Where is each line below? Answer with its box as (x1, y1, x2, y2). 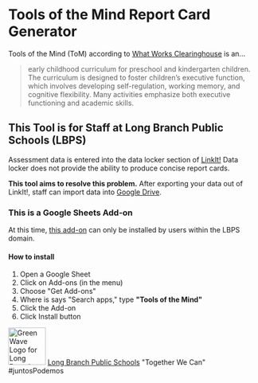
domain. (8, 233, 35, 244)
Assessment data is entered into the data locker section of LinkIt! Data (8, 154, 239, 164)
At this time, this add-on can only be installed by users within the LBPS (8, 225, 240, 235)
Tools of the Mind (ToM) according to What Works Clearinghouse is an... (8, 49, 245, 58)
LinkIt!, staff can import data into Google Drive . (8, 187, 162, 197)
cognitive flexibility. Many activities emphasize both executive (27, 89, 231, 99)
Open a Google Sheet (19, 269, 91, 279)
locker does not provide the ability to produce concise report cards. (8, 163, 230, 173)
